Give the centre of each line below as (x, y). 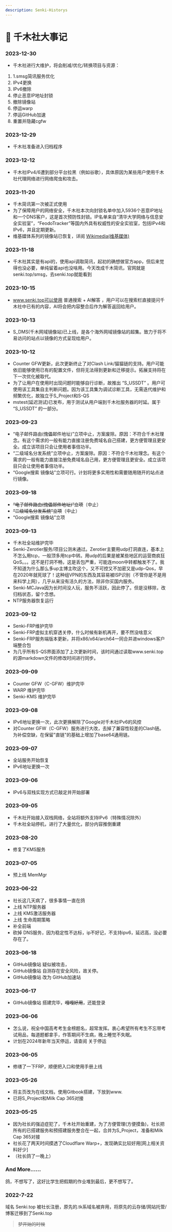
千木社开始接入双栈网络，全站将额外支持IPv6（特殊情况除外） (78, 817)
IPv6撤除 (22, 89)
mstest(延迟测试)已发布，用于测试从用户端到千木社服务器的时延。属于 (87, 402)
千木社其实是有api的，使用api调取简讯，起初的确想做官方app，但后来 (86, 262)
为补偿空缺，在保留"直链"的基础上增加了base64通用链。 (72, 735)
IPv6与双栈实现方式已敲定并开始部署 (51, 792)
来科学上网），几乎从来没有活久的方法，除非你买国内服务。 (75, 582)
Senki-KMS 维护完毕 (34, 696)
